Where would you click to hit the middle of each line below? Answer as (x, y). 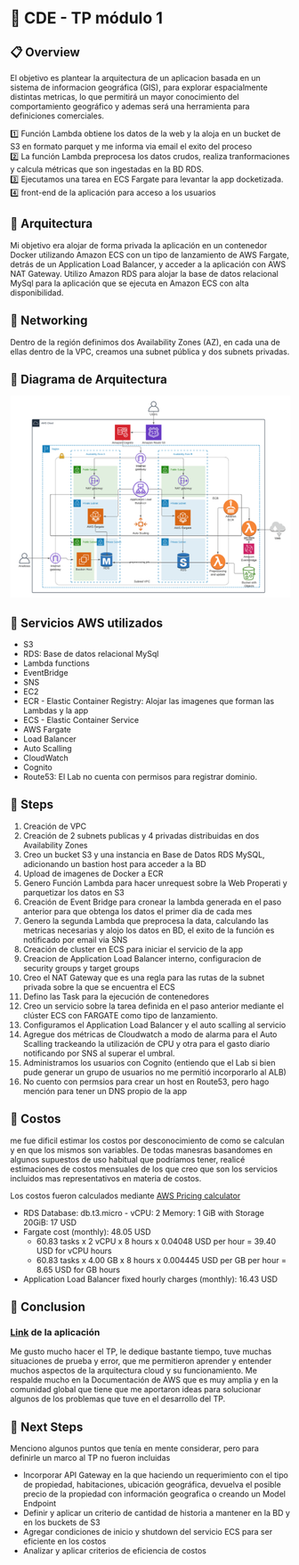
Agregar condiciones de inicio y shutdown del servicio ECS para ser (148, 1532)
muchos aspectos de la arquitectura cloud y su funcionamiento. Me (133, 1371)
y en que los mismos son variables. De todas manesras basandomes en (141, 1150)
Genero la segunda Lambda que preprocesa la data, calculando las (146, 920)
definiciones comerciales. (57, 116)
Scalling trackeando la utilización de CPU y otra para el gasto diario (146, 1043)
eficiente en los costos (65, 1541)
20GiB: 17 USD (50, 1222)
